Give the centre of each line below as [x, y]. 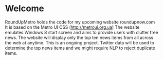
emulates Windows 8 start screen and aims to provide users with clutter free [81, 32]
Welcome [25, 9]
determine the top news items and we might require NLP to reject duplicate [80, 48]
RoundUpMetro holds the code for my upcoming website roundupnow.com [80, 22]
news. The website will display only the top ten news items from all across [79, 38]
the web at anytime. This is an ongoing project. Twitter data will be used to [80, 42]
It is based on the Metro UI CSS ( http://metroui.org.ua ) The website [72, 27]
